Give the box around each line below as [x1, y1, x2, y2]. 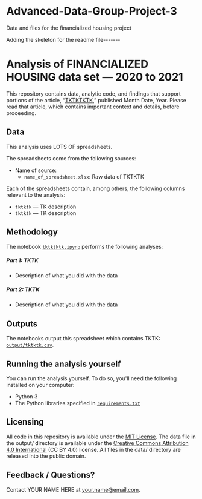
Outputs [6, 319, 38, 329]
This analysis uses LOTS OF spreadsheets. [6, 143, 113, 150]
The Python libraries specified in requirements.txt [14, 400, 140, 407]
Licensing [6, 417, 44, 428]
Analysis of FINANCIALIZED [6, 58, 149, 71]
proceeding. [6, 109, 37, 116]
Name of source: [14, 167, 57, 174]
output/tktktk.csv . [6, 341, 54, 349]
